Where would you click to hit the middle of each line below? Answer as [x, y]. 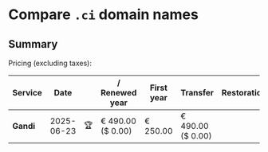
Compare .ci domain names [104, 15]
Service [27, 93]
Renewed [119, 93]
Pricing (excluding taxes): [50, 63]
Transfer [197, 93]
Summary [33, 44]
